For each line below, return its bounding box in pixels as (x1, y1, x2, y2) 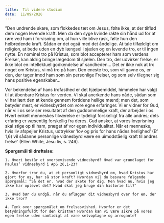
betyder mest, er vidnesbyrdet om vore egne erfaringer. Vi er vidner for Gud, (5, 102, 160, 108)
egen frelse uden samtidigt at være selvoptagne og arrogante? (5, 213, 137, 218)
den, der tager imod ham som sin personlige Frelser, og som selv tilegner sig (5, 72, 160, 78)
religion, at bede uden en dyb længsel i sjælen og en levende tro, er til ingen (5, 46, 159, 52)
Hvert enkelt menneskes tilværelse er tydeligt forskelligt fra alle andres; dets (5, 112, 159, 118)
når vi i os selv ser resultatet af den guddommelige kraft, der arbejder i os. (5, 107, 155, 113)
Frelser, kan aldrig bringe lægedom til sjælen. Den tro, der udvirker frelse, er (5, 56, 158, 62)
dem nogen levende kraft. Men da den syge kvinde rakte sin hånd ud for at (5, 30, 156, 36)
